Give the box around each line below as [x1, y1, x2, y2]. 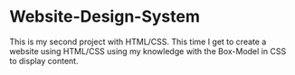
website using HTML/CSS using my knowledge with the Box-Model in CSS [9, 45, 287, 56]
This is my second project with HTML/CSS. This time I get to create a [9, 36, 267, 47]
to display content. [9, 55, 79, 66]
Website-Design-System [9, 6, 201, 27]
